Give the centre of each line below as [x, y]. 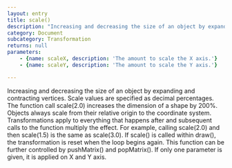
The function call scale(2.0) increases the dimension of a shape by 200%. [112, 105]
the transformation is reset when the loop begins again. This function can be [116, 142]
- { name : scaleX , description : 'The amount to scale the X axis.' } [118, 59]
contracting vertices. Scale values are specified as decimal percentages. [110, 98]
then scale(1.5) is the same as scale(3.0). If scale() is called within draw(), [112, 135]
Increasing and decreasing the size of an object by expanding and [101, 91]
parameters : [24, 53]
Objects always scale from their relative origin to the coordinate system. [109, 113]
